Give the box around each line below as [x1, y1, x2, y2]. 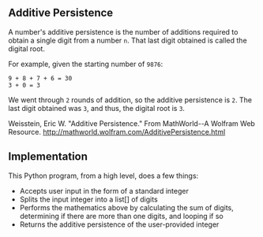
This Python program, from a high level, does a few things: [8, 171, 199, 180]
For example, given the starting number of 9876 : [8, 59, 163, 69]
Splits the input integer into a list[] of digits [19, 194, 158, 204]
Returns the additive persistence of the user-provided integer [19, 220, 220, 229]
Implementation [8, 150, 88, 164]
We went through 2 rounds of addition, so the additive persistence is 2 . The [8, 94, 253, 105]
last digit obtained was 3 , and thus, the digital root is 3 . [8, 103, 186, 113]
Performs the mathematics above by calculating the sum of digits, [19, 202, 235, 212]
